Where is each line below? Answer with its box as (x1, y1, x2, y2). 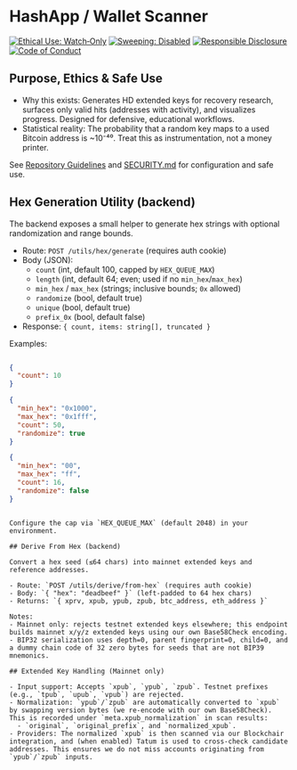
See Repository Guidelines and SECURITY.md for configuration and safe (9, 159, 274, 170)
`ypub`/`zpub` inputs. (9, 752, 93, 761)
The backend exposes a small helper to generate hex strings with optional (9, 218, 280, 229)
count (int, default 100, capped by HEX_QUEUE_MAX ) (35, 264, 215, 274)
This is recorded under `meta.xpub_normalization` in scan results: (9, 713, 269, 723)
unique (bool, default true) (35, 301, 131, 313)
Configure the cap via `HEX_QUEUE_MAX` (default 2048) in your (9, 519, 249, 528)
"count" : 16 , (17, 479, 66, 487)
